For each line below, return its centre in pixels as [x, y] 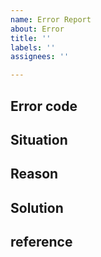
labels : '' [33, 47]
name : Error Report [51, 19]
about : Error [37, 29]
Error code [44, 106]
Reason [34, 174]
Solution [37, 207]
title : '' [31, 38]
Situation [39, 139]
